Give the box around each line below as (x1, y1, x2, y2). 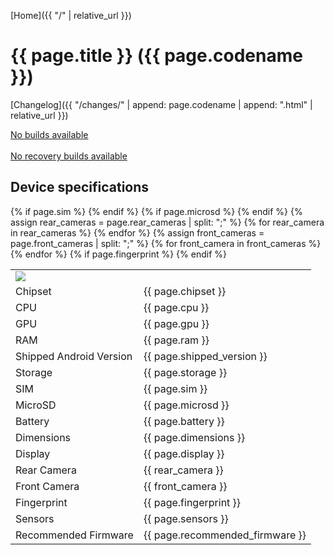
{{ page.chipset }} (143, 284, 227, 298)
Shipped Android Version (15, 349, 133, 363)
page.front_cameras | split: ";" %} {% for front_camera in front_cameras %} (10, 237, 322, 249)
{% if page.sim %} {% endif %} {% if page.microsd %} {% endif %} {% (10, 205, 303, 217)
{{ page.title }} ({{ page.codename (10, 45, 303, 67)
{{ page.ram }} (143, 333, 210, 347)
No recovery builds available (10, 150, 128, 162)
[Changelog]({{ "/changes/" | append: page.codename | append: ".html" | (10, 98, 313, 110)
